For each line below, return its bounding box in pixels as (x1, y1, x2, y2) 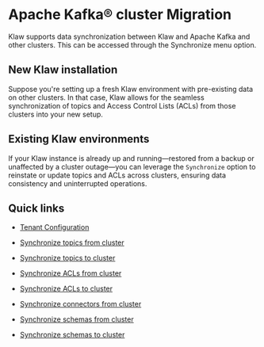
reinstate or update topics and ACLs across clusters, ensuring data (8, 170, 227, 180)
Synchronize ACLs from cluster (19, 269, 122, 278)
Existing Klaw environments (8, 132, 150, 146)
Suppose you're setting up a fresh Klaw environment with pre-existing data (8, 84, 254, 93)
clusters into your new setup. (8, 109, 103, 119)
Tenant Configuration (19, 223, 90, 232)
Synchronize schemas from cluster (19, 315, 134, 324)
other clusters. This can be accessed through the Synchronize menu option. (8, 40, 257, 49)
